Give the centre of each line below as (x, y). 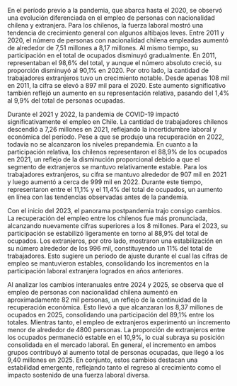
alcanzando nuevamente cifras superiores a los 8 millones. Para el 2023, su (118, 226)
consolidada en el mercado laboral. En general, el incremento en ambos (112, 345)
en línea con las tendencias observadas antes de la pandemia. (98, 197)
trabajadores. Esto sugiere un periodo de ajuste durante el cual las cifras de (118, 256)
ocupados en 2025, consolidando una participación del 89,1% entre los (111, 315)
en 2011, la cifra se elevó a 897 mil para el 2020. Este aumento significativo (117, 85)
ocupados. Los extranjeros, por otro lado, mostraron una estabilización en (115, 241)
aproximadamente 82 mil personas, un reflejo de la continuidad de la (107, 300)
